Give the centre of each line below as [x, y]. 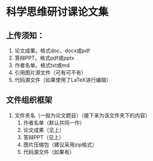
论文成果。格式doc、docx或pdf [52, 51]
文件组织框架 [29, 100]
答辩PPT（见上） [44, 137]
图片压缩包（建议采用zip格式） [60, 145]
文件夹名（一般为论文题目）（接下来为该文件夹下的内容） [82, 115]
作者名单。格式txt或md [42, 65]
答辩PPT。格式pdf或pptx [44, 58]
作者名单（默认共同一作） [54, 122]
